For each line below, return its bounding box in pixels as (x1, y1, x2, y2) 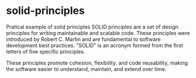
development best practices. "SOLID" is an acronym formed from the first (6, 42, 183, 49)
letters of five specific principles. (6, 48, 85, 55)
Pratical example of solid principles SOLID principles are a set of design (6, 23, 178, 30)
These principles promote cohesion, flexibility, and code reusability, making (6, 59, 188, 66)
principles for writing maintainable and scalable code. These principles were (6, 29, 190, 36)
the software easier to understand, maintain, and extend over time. (6, 65, 167, 72)
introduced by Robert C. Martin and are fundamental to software (6, 36, 161, 42)
